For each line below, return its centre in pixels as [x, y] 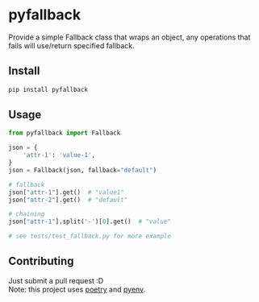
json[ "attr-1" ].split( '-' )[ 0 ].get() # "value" [90, 222]
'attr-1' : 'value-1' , [59, 155]
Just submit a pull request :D [56, 280]
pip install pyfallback [48, 89]
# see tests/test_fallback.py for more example [90, 236]
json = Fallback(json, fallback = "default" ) [83, 170]
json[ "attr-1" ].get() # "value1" [67, 192]
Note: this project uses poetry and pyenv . [77, 289]
